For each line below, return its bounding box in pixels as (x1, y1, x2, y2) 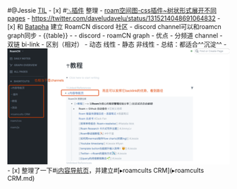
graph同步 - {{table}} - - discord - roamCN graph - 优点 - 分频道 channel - (7, 31, 223, 39)
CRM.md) (7, 173, 35, 182)
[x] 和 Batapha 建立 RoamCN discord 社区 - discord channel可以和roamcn (7, 23, 222, 30)
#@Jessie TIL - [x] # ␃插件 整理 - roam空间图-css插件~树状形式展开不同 (7, 6, 217, 14)
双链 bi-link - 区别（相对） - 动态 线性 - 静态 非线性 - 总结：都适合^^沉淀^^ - (7, 40, 227, 48)
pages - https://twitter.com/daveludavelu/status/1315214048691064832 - (7, 14, 221, 23)
